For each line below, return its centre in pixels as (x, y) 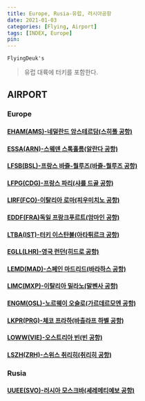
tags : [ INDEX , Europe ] (40, 33)
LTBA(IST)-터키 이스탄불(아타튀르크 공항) (63, 234)
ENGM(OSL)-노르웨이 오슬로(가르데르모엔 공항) (72, 303)
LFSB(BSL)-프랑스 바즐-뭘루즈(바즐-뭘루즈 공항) (72, 166)
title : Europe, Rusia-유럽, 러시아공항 (59, 14)
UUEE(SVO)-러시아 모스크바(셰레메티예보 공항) (71, 391)
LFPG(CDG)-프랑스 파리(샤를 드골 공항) (60, 183)
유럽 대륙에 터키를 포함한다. (61, 72)
